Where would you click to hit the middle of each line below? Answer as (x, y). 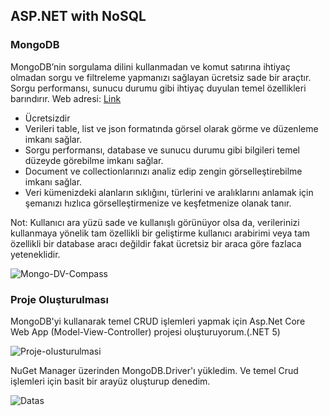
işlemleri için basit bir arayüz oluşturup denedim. (110, 381)
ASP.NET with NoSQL (78, 16)
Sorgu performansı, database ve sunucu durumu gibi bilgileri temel (162, 150)
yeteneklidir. (35, 254)
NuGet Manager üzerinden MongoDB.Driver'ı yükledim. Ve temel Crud (154, 370)
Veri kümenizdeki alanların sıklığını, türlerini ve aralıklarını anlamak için (169, 192)
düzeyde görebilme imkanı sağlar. (94, 160)
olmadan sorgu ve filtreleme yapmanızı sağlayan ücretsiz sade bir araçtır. (161, 77)
